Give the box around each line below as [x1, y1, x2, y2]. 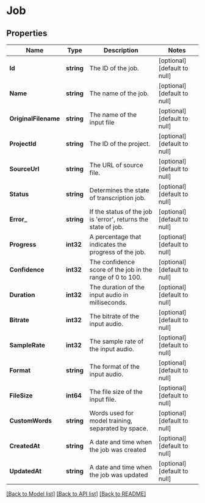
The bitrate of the [89, 312, 139, 320]
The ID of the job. [89, 64, 139, 72]
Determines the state [89, 186, 149, 194]
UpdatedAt [9, 467, 41, 475]
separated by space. [89, 424, 148, 432]
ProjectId [9, 140, 37, 148]
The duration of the [89, 283, 145, 291]
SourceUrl [9, 165, 40, 173]
